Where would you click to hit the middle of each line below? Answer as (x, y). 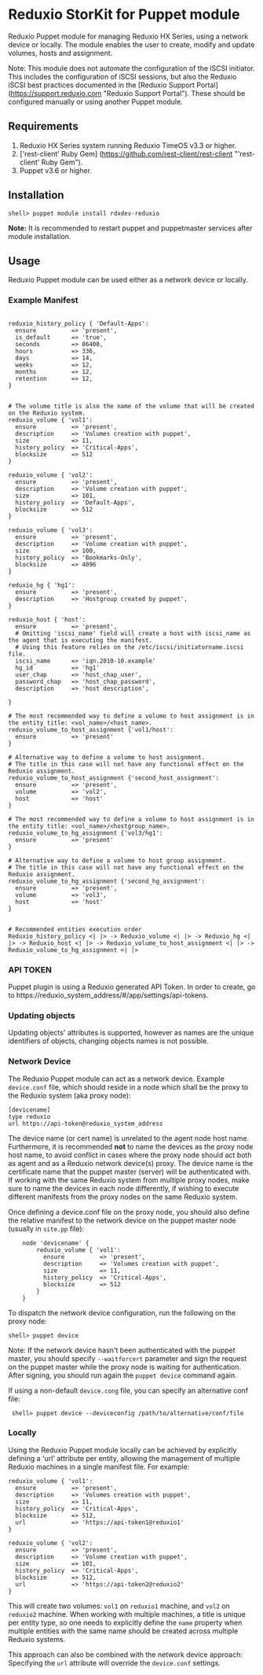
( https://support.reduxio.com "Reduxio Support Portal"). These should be (127, 93)
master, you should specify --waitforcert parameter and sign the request (128, 1358)
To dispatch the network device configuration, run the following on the (122, 1312)
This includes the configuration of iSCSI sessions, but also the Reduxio (122, 76)
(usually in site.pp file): (46, 1228)
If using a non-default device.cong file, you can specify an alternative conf (128, 1390)
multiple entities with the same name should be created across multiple (123, 1631)
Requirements (43, 126)
